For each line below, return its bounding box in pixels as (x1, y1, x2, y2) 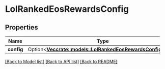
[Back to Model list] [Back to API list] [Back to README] (5, 59, 118, 65)
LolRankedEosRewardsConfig (5, 3, 129, 15)
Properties (5, 23, 38, 32)
